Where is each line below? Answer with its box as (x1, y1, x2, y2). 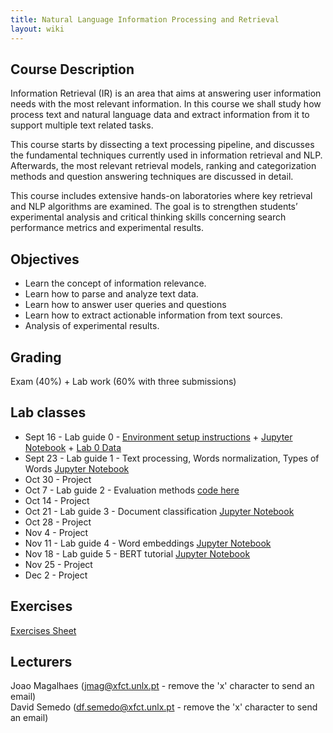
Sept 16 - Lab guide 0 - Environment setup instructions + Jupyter (24, 431, 293, 443)
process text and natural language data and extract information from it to (10, 109, 310, 121)
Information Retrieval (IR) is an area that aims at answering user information (10, 87, 322, 100)
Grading (10, 349, 62, 366)
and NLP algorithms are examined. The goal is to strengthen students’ (10, 201, 298, 213)
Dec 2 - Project (24, 569, 88, 581)
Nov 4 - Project (24, 526, 89, 538)
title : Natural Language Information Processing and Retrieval (10, 14, 280, 25)
